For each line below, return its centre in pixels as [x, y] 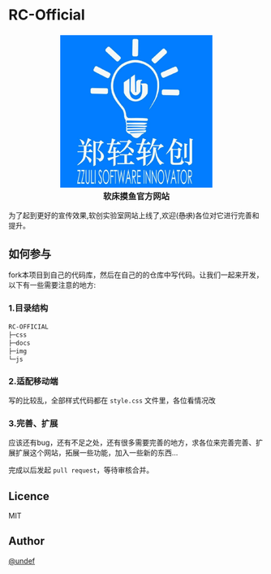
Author [26, 541]
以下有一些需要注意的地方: [52, 285]
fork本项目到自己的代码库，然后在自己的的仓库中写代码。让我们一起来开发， [136, 275]
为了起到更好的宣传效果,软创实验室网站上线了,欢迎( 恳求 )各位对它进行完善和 [134, 215]
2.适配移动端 [33, 381]
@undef [22, 561]
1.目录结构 [28, 308]
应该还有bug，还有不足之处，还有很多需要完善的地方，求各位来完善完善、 [132, 443]
